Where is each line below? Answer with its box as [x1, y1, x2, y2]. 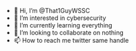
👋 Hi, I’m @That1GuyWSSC [13, 7, 90, 14]
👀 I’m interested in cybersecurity [13, 14, 106, 22]
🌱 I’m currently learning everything [13, 21, 113, 29]
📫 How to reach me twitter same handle [13, 37, 129, 44]
